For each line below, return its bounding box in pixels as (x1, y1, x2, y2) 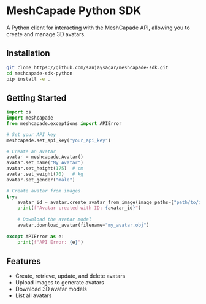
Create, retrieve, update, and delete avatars (15, 272, 126, 279)
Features (6, 256, 41, 267)
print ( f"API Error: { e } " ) (17, 239, 84, 245)
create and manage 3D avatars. (6, 30, 86, 37)
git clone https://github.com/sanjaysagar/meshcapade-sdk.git (6, 64, 169, 70)
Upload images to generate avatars (15, 279, 104, 286)
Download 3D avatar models (15, 286, 87, 293)
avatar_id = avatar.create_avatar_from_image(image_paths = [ (17, 199, 174, 205)
